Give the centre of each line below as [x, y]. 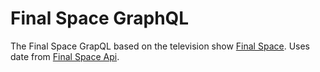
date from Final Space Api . [65, 56]
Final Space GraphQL [100, 18]
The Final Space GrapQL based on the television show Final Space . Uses [160, 46]
